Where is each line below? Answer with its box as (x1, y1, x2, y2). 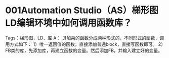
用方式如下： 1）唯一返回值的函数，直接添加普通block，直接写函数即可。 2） (5, 41, 163, 47)
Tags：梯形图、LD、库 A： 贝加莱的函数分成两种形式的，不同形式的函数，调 (5, 35, 164, 41)
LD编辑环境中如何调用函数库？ (5, 17, 133, 29)
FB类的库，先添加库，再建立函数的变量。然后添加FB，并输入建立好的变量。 (5, 47, 163, 53)
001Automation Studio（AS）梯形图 (5, 5, 158, 16)
